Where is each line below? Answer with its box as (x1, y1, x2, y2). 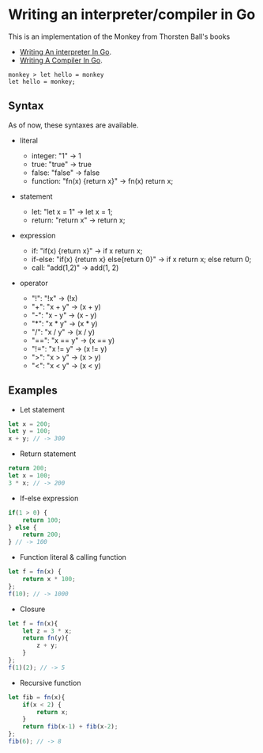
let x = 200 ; (8, 420, 51, 428)
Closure (19, 604, 46, 614)
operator (19, 278, 49, 287)
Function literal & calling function (19, 553, 126, 562)
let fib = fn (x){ (8, 693, 66, 702)
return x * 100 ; (22, 576, 77, 584)
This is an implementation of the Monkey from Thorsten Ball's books (8, 32, 231, 41)
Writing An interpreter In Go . (19, 47, 112, 56)
